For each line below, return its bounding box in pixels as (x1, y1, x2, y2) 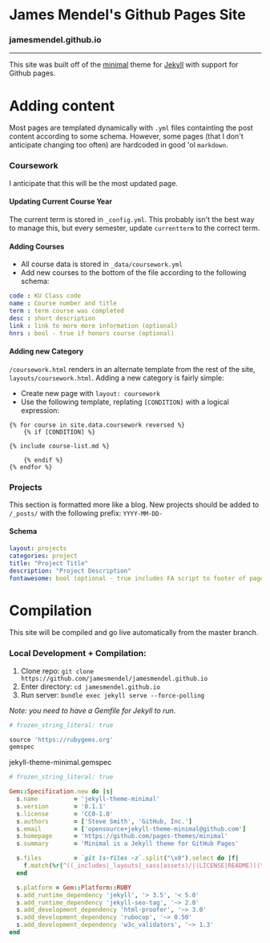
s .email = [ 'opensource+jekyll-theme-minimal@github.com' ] (16, 824, 247, 833)
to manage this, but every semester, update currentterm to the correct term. (9, 223, 260, 233)
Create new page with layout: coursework (20, 388, 161, 398)
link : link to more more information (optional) (9, 322, 179, 330)
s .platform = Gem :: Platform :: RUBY (16, 884, 131, 892)
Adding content (9, 96, 115, 115)
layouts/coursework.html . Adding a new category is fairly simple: (9, 373, 224, 382)
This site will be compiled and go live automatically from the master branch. (9, 628, 259, 637)
